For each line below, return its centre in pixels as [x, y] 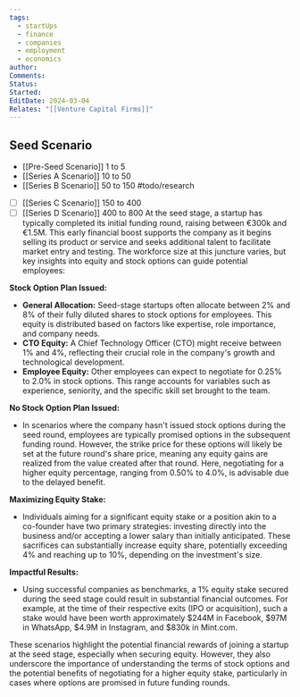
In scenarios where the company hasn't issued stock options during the [154, 425]
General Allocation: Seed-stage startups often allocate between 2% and [156, 306]
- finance [35, 34]
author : [24, 68]
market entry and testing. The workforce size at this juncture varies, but [154, 252]
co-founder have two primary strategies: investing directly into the [144, 526]
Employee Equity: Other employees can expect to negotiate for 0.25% [152, 372]
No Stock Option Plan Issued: [65, 408]
